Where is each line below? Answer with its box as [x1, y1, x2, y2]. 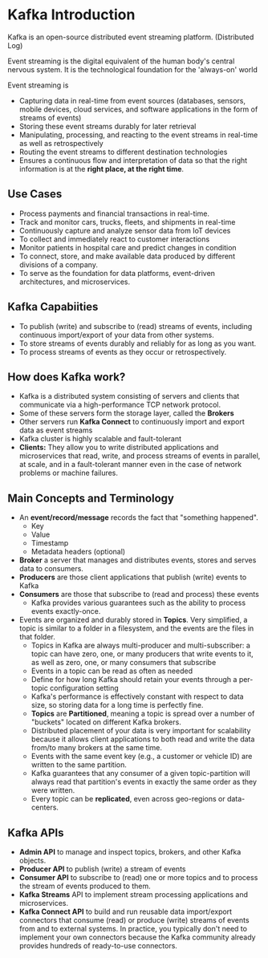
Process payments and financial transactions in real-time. [18, 209, 210, 218]
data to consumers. [18, 564, 83, 574]
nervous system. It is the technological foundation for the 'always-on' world [7, 64, 258, 74]
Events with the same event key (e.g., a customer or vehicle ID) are [30, 752, 253, 761]
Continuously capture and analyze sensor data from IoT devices [18, 225, 231, 235]
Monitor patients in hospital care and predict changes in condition [18, 242, 238, 252]
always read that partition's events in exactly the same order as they [30, 777, 258, 787]
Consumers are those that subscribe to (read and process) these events [18, 590, 260, 599]
